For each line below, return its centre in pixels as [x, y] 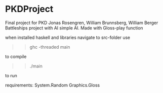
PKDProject [29, 9]
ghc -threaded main [50, 47]
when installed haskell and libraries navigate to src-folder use [68, 37]
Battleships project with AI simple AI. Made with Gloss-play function [74, 28]
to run [11, 75]
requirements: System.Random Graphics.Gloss [53, 85]
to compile [16, 56]
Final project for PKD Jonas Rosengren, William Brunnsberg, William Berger [82, 23]
